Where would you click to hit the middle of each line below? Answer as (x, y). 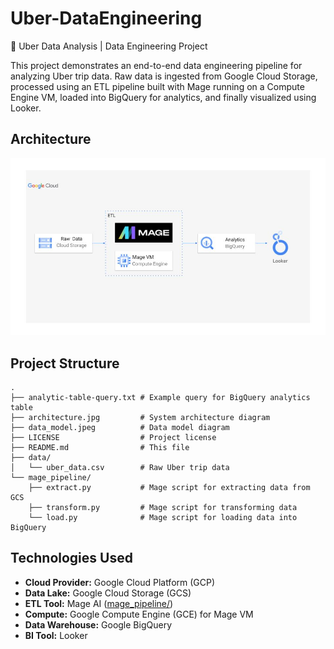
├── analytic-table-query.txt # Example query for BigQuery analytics (160, 398)
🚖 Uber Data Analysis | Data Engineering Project (109, 46)
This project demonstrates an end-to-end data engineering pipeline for (156, 65)
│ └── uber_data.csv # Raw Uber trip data (120, 468)
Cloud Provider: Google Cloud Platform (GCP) (120, 582)
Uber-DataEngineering (106, 18)
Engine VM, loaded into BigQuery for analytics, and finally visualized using (163, 97)
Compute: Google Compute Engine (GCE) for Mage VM (139, 614)
